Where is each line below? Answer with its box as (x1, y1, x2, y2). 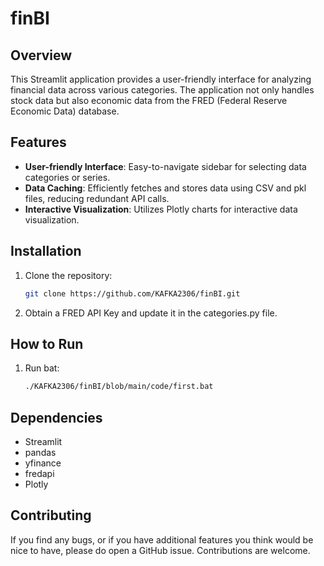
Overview (10, 47, 73, 64)
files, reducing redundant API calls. (24, 192, 170, 204)
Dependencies (10, 409, 103, 426)
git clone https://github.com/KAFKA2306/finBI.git (24, 288, 241, 299)
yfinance (24, 457, 62, 469)
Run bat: (24, 362, 60, 374)
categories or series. (24, 171, 111, 183)
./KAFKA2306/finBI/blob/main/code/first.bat (24, 382, 214, 392)
